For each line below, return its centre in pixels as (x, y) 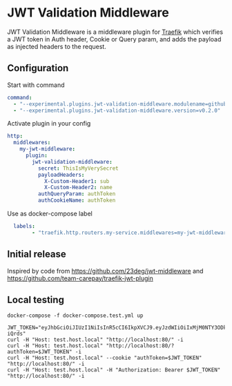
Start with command (36, 85)
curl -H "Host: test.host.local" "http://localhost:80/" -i (96, 340)
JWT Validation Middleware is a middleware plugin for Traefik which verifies (115, 32)
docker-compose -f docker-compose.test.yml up (75, 316)
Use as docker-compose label (50, 213)
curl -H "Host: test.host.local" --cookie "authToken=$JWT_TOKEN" (105, 358)
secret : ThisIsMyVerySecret (78, 168)
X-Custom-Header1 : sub (77, 181)
